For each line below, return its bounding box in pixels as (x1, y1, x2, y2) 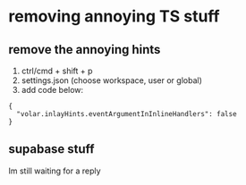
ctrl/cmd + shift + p (21, 65, 93, 76)
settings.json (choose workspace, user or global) (21, 75, 203, 86)
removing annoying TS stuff (8, 6, 220, 27)
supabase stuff (8, 141, 95, 157)
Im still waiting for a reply (8, 165, 101, 176)
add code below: (21, 85, 84, 95)
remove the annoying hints (8, 42, 161, 57)
